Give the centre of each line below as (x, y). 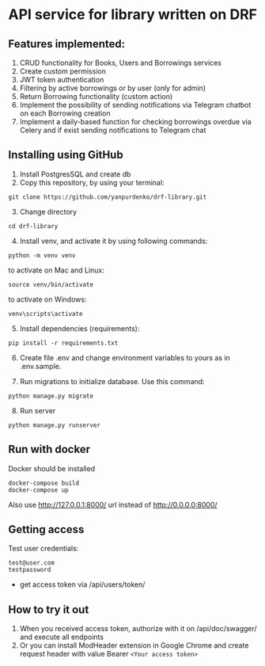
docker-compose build (44, 483)
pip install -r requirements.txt (63, 343)
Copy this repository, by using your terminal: (92, 182)
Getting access (46, 529)
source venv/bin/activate (51, 284)
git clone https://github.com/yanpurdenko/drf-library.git (108, 197)
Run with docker (49, 449)
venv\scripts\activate (45, 314)
